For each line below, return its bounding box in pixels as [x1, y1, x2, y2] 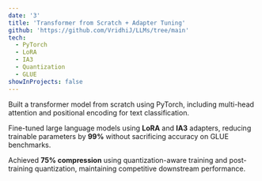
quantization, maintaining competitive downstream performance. [34, 164, 246, 173]
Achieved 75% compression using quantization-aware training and [8, 155, 228, 164]
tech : [8, 33, 26, 42]
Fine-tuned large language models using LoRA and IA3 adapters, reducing [8, 123, 252, 133]
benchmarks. [8, 140, 51, 149]
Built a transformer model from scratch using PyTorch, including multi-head [8, 100, 255, 109]
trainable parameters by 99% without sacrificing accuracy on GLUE [8, 131, 230, 141]
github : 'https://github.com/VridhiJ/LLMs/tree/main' [8, 26, 190, 34]
